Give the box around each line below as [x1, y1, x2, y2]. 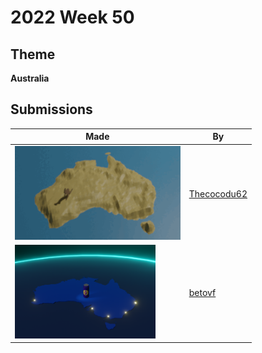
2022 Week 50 [10, 6, 135, 29]
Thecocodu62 [188, 187, 248, 200]
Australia [10, 72, 50, 84]
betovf [188, 286, 217, 298]
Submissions [10, 101, 93, 118]
